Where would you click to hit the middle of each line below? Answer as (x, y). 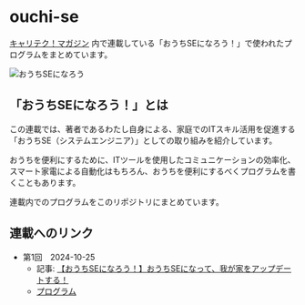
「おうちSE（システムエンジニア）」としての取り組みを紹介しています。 (143, 140)
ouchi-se (44, 17)
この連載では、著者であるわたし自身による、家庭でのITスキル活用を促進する (152, 128)
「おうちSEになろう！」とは (89, 105)
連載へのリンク (51, 234)
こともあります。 (49, 182)
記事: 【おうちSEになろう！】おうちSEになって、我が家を (144, 268)
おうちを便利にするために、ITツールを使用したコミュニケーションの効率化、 (152, 159)
